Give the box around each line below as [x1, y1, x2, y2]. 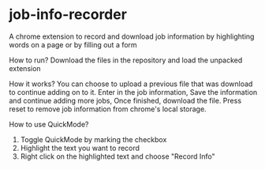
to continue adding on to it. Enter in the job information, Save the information [9, 87, 258, 96]
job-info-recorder [9, 6, 127, 24]
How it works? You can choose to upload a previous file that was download [9, 79, 253, 88]
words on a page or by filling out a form [9, 39, 137, 49]
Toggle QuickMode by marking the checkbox [20, 134, 167, 144]
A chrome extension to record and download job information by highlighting [9, 32, 255, 41]
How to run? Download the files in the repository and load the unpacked [9, 55, 243, 65]
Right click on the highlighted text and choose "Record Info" [20, 152, 215, 161]
